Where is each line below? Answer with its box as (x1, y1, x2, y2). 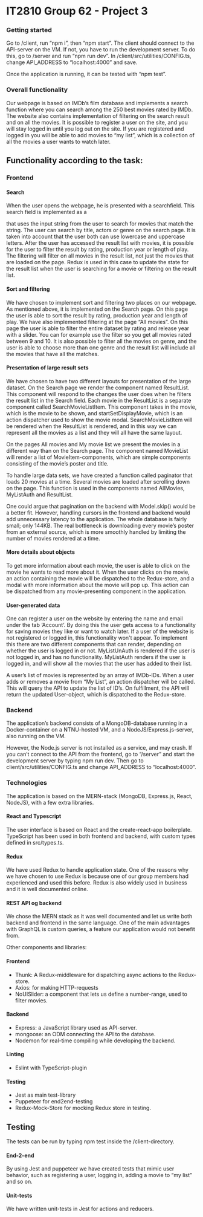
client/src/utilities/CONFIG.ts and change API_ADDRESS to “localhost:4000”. (6, 764, 196, 771)
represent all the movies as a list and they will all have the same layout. (6, 429, 182, 436)
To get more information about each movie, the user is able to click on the (6, 562, 190, 569)
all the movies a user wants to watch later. (6, 138, 111, 145)
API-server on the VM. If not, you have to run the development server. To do (6, 46, 196, 53)
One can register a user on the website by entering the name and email (6, 615, 183, 622)
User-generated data (6, 602, 60, 609)
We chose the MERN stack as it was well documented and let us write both (6, 913, 193, 920)
